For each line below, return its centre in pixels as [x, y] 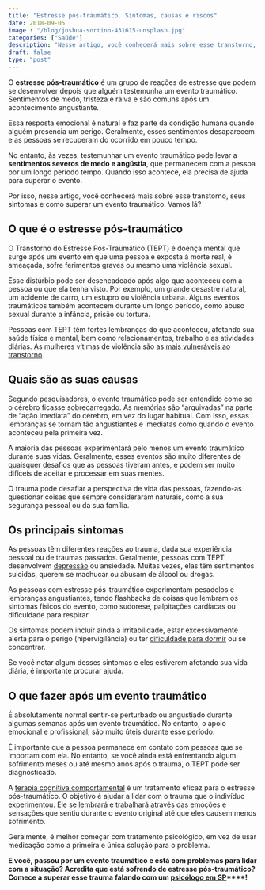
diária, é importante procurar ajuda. [66, 671]
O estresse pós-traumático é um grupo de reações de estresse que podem [132, 82]
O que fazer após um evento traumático [108, 695]
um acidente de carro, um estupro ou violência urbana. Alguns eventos [124, 297]
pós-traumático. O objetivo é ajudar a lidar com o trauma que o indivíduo [127, 796]
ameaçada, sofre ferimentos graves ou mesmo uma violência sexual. [120, 265]
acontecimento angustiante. [54, 107]
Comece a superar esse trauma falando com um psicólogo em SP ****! [128, 877]
